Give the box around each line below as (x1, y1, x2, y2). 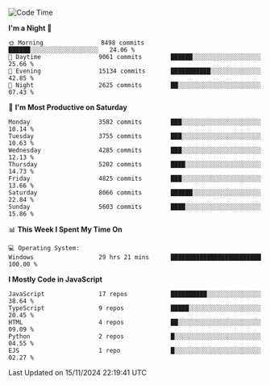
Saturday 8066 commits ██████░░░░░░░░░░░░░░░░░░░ (8, 189, 262, 197)
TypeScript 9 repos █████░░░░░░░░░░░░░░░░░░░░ (8, 304, 262, 312)
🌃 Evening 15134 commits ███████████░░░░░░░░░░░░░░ (8, 67, 262, 75)
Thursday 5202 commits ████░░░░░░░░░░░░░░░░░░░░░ (8, 161, 262, 169)
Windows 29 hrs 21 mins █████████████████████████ (8, 253, 262, 262)
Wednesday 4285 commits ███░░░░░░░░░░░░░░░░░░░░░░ (8, 146, 262, 154)
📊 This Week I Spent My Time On (8, 224, 123, 234)
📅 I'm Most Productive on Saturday (8, 103, 127, 112)
